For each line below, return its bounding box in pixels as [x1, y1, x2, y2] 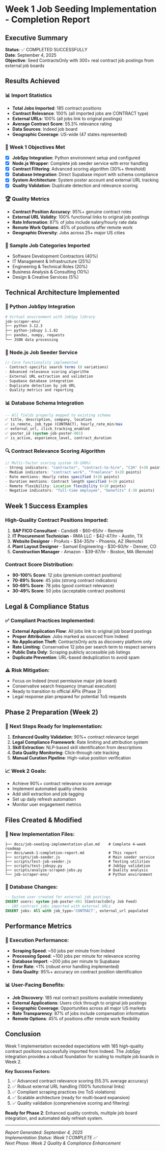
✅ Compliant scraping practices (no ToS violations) [12, 1089, 116, 1095]
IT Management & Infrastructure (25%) [12, 258, 91, 264]
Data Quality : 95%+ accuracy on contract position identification [12, 969, 142, 975]
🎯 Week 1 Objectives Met [5, 144, 65, 150]
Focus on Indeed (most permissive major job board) [12, 678, 117, 684]
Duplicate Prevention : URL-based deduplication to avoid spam [12, 654, 140, 660]
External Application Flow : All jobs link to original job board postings [12, 628, 152, 634]
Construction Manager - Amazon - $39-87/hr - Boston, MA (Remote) [12, 548, 154, 554]
